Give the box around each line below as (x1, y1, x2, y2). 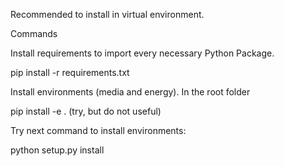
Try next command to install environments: (10, 125, 187, 136)
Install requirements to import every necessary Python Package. (10, 47, 275, 59)
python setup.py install (10, 144, 105, 156)
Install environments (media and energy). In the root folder (10, 86, 251, 98)
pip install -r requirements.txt (10, 67, 130, 78)
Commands (10, 28, 58, 39)
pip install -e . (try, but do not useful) (10, 105, 162, 117)
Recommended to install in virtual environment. (10, 9, 205, 20)
